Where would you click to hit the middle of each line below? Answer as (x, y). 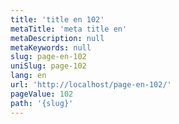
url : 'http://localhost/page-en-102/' (91, 85)
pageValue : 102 (42, 94)
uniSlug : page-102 (48, 66)
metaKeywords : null (51, 47)
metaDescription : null (57, 38)
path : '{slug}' (42, 103)
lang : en (28, 76)
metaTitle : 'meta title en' (69, 29)
